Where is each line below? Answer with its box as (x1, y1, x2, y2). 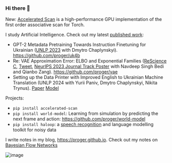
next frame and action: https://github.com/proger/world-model (12, 116, 145, 122)
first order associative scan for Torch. (5, 22, 85, 28)
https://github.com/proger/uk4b (12, 52, 81, 58)
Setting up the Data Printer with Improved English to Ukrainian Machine (12, 74, 163, 80)
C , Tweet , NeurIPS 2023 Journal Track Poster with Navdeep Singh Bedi (12, 64, 164, 70)
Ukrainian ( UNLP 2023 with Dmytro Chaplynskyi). (12, 47, 118, 53)
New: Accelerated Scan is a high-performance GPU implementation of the (5, 16, 162, 23)
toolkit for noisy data (12, 127, 56, 133)
